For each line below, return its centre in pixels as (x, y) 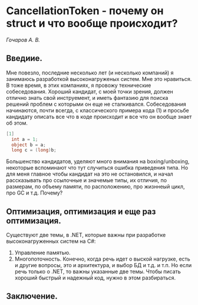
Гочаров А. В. (23, 40)
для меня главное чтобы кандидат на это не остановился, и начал (90, 174)
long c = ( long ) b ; (34, 150)
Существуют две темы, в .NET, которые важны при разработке (86, 235)
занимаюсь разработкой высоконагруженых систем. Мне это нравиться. (99, 79)
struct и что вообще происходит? (92, 23)
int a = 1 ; (25, 139)
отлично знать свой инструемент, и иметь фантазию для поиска (87, 98)
